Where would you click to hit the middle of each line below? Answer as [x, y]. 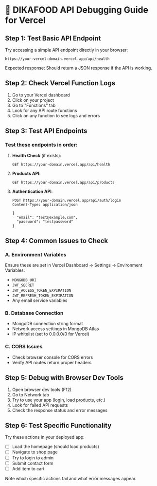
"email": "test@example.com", [47, 217]
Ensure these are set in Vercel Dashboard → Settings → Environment [74, 265]
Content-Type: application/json [45, 205]
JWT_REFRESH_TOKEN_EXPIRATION [43, 296]
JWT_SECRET [23, 285]
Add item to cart [28, 468]
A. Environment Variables [36, 254]
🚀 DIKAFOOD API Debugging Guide [77, 10]
